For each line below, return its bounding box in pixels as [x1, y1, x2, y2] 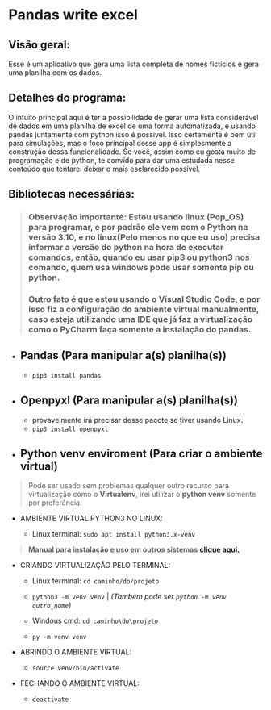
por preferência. [27, 498, 82, 507]
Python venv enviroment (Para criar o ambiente [19, 447, 263, 461]
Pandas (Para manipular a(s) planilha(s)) [19, 349, 227, 362]
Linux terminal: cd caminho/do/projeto [31, 576, 160, 586]
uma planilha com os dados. [8, 68, 102, 77]
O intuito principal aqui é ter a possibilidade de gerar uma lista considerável [8, 112, 259, 122]
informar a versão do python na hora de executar [27, 242, 224, 253]
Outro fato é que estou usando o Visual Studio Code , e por [27, 294, 261, 305]
